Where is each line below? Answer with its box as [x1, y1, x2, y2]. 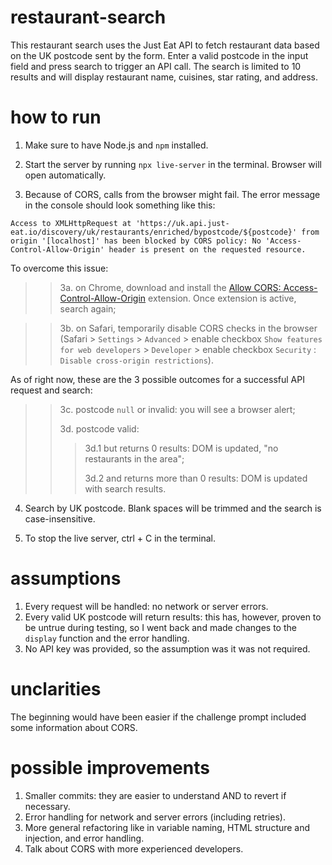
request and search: [10, 384, 93, 396]
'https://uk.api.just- [135, 218, 230, 228]
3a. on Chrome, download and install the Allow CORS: [59, 281, 282, 293]
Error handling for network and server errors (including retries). [24, 811, 286, 823]
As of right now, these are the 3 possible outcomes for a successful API [10, 373, 305, 385]
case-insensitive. [24, 512, 96, 525]
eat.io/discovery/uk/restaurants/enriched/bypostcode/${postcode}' [10, 227, 298, 237]
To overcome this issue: [10, 262, 109, 274]
